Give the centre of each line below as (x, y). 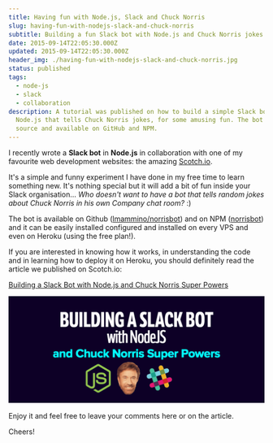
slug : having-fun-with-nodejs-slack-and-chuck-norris (102, 26)
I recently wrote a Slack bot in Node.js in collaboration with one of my (126, 153)
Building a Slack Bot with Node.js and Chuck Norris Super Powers (119, 285)
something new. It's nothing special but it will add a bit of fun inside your (130, 186)
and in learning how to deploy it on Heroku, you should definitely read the (131, 261)
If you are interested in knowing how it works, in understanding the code (130, 252)
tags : (17, 77)
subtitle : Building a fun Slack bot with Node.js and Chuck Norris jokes (136, 34)
